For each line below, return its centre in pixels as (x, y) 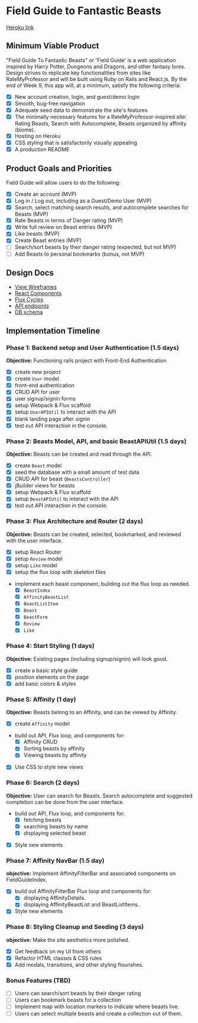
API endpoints (32, 306)
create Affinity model (42, 724)
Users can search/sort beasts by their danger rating (78, 993)
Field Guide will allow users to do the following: (64, 183)
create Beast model (38, 465)
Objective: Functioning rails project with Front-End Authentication (86, 361)
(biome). (25, 130)
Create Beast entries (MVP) (48, 240)
